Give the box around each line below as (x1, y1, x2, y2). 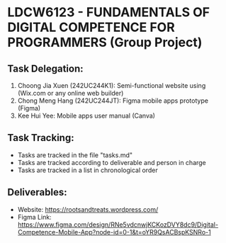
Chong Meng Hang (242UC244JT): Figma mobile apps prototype (17, 96, 209, 105)
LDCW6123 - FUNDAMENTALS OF (7, 4, 210, 21)
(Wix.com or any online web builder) (17, 89, 124, 97)
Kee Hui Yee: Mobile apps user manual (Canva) (17, 111, 156, 120)
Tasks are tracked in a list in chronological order (17, 166, 158, 174)
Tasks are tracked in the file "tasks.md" (17, 150, 133, 159)
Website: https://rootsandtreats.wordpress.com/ (17, 205, 159, 213)
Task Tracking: (7, 132, 74, 144)
